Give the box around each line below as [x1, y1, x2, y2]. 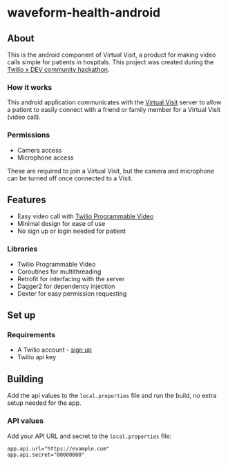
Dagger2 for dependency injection [17, 282, 115, 290]
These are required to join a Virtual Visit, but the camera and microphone [7, 167, 215, 175]
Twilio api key [17, 353, 57, 361]
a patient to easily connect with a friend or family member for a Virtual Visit [7, 106, 221, 114]
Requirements [7, 330, 56, 340]
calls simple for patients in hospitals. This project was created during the [7, 58, 214, 66]
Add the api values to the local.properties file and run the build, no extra [7, 392, 217, 400]
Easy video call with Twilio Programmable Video [17, 212, 154, 220]
